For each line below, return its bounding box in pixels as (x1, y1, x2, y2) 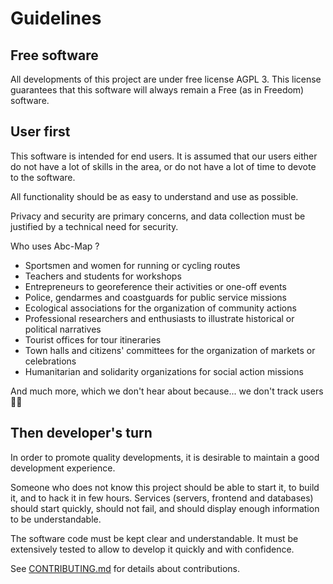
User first (10, 123, 71, 141)
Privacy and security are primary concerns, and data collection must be (10, 210, 306, 222)
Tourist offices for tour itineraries (24, 333, 162, 346)
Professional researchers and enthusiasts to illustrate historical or (24, 312, 295, 324)
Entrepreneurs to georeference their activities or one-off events (24, 280, 287, 292)
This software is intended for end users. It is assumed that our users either (10, 150, 318, 162)
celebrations (24, 355, 77, 367)
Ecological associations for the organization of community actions (24, 302, 297, 314)
